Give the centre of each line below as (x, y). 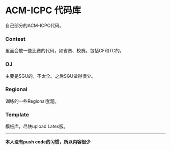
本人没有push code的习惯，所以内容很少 (48, 142)
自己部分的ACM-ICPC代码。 (35, 25)
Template (17, 114)
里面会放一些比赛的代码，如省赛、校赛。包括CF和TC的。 (65, 51)
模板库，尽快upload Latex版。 (37, 126)
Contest (16, 39)
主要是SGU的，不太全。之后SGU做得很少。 (50, 76)
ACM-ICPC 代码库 (43, 10)
